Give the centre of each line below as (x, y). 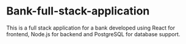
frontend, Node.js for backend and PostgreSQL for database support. (93, 34)
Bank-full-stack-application (78, 11)
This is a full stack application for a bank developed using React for (91, 28)
